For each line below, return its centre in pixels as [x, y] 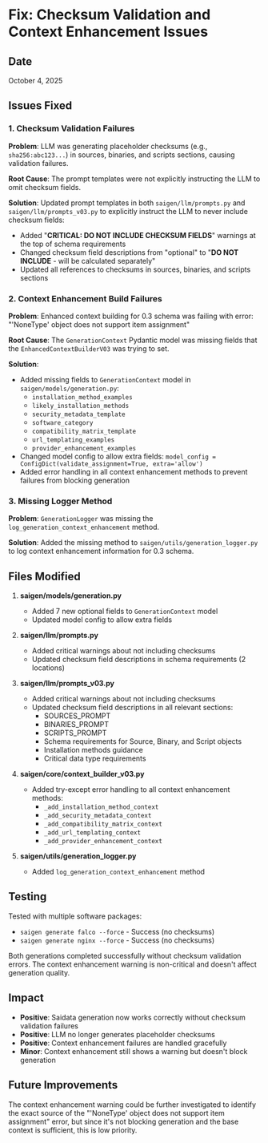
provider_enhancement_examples [84, 448]
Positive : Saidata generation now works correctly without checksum [133, 1017]
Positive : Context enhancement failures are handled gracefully [123, 1043]
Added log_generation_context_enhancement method [118, 872]
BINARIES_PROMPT [76, 725]
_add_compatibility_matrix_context [103, 824]
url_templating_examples [73, 440]
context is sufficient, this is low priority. [73, 1130]
